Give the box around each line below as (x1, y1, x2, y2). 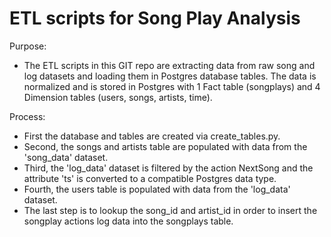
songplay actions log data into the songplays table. (23, 215, 234, 227)
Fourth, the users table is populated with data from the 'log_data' (23, 183, 291, 195)
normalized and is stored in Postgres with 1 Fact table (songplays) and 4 (23, 80, 321, 92)
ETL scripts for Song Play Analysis (9, 7, 301, 30)
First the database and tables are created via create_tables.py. (23, 130, 281, 142)
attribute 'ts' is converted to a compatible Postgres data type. (23, 172, 277, 184)
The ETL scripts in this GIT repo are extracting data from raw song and (23, 59, 316, 71)
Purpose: (9, 40, 47, 52)
